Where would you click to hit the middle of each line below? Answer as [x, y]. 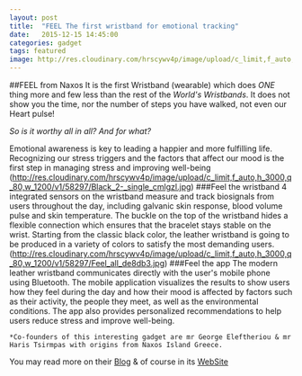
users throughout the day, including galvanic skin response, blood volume [146, 206]
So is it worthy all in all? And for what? [80, 131]
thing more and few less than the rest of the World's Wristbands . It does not [150, 94]
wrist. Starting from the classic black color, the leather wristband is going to [150, 234]
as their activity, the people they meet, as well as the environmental [134, 301]
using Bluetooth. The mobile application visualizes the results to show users [150, 282]
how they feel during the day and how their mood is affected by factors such [151, 292]
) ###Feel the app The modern [221, 263]
